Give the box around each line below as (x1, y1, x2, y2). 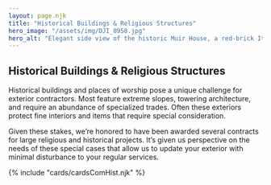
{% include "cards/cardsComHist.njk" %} (8, 168, 146, 178)
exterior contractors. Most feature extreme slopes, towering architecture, (8, 94, 252, 104)
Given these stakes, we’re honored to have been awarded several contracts (8, 126, 260, 137)
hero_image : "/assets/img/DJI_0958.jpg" (8, 27, 147, 35)
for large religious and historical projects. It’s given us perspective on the (8, 135, 250, 145)
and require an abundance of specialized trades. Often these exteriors (8, 102, 242, 113)
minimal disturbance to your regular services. (8, 152, 160, 162)
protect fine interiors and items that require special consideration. (8, 111, 226, 121)
